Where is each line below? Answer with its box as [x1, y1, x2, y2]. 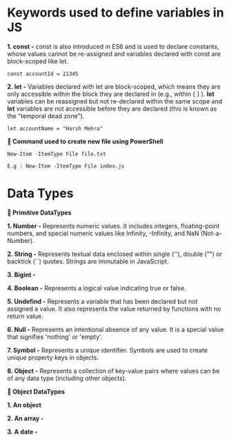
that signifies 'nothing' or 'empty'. [7, 333, 103, 341]
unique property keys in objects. [7, 353, 99, 362]
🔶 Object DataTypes [7, 387, 66, 395]
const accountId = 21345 [7, 70, 79, 77]
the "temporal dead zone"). [7, 112, 85, 120]
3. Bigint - [7, 271, 36, 279]
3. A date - [7, 427, 38, 435]
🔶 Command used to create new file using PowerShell [7, 137, 163, 146]
